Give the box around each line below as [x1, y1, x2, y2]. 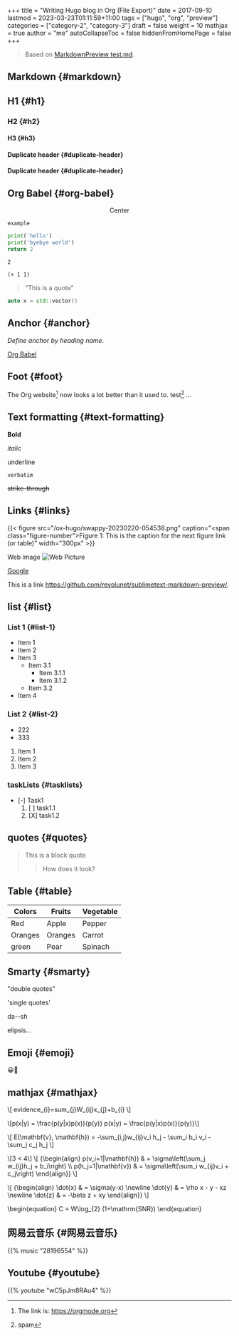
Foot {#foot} [7, 371, 63, 382]
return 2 [7, 246, 33, 253]
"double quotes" [7, 985, 55, 993]
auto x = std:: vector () [7, 297, 78, 304]
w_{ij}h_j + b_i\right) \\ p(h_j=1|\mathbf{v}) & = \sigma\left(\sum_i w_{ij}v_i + [7, 1162, 229, 1171]
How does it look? [42, 864, 95, 873]
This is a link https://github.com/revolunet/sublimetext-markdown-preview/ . [7, 580, 229, 589]
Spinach [82, 941, 110, 951]
